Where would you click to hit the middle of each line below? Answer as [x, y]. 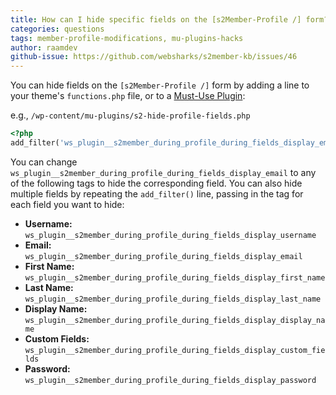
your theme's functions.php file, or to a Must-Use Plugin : [128, 96]
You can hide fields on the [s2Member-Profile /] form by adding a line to [160, 85]
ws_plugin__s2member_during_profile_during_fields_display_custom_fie [175, 350]
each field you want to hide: [67, 204]
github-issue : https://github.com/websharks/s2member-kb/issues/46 [154, 57]
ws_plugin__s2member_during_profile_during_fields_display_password [170, 380]
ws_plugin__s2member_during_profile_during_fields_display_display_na [175, 320]
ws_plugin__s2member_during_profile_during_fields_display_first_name [175, 277]
